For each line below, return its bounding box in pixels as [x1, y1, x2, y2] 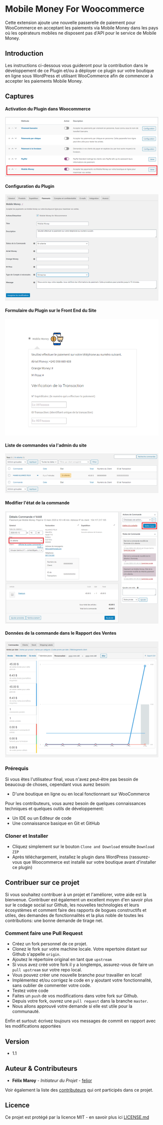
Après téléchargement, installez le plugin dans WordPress [12, 854, 128, 860]
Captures [5, 92, 34, 101]
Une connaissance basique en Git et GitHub [12, 820, 100, 826]
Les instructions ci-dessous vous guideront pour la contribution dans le [5, 62, 148, 68]
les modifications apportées [5, 1023, 61, 1029]
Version [5, 1037, 29, 1046]
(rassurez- [128, 854, 150, 860]
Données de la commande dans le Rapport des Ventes [5, 630, 117, 636]
